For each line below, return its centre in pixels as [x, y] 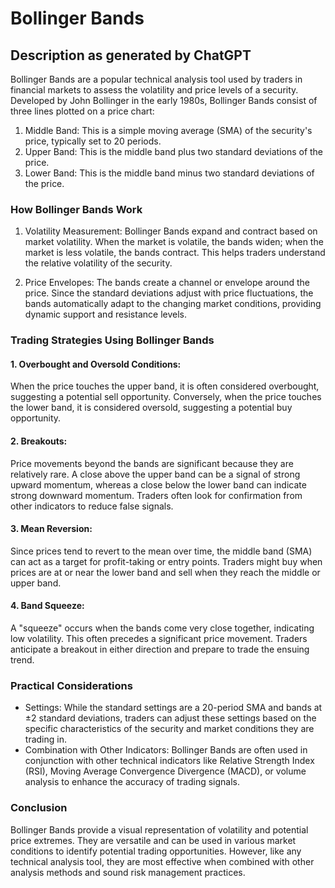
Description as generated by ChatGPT [131, 55]
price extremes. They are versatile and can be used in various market [153, 840]
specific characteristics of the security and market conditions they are [169, 729]
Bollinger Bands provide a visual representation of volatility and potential [159, 829]
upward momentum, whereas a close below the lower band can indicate [158, 484]
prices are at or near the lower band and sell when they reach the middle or [165, 572]
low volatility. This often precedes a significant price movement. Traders [159, 639]
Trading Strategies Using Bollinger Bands [112, 340]
